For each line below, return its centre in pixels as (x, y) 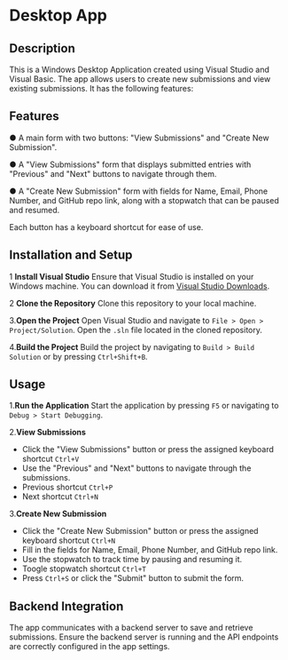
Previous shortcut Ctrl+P (67, 487)
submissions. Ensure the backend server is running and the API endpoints (144, 637)
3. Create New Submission (58, 514)
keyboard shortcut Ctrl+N (69, 541)
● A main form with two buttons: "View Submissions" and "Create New (139, 138)
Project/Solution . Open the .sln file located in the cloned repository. (136, 330)
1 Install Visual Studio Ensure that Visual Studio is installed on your (132, 276)
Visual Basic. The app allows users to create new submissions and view (140, 79)
